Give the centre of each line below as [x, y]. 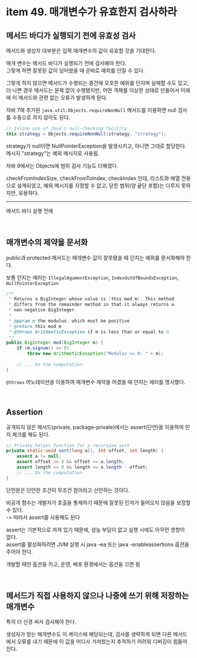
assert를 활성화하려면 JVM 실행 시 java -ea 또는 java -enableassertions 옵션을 [98, 544]
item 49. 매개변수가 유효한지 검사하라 [91, 12]
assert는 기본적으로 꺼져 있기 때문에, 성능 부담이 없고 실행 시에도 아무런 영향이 [96, 530]
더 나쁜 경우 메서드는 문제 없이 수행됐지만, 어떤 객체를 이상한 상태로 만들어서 [93, 90]
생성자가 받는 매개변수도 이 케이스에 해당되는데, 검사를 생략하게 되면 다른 [89, 635]
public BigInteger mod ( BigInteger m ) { [55, 343]
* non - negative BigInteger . [43, 310]
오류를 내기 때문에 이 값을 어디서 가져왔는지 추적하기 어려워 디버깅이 [94, 642]
